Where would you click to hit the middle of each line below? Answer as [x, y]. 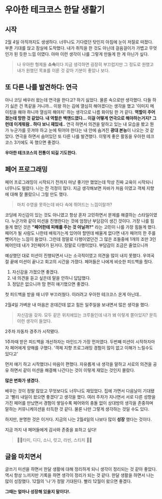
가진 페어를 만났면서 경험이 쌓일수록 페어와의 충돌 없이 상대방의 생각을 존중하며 [79, 403]
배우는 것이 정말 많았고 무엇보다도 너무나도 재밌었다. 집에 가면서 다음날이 [73, 391]
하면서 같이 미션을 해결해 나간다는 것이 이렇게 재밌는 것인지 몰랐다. [73, 370]
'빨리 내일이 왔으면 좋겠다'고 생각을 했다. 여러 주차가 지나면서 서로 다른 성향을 [83, 397]
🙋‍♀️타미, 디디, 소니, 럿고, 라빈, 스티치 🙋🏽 [54, 440]
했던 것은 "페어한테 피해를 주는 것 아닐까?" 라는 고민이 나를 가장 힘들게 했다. [85, 227]
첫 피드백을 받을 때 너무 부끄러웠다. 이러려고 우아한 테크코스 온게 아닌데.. [73, 294]
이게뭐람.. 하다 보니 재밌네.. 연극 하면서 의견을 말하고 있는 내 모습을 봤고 [81, 124]
